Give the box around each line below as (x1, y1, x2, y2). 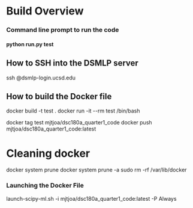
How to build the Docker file (6, 91, 112, 102)
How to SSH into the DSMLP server (6, 58, 139, 69)
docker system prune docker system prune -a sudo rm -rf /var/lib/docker (6, 167, 187, 174)
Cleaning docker (6, 146, 91, 160)
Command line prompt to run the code (6, 26, 119, 34)
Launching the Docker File (6, 182, 84, 190)
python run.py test (6, 40, 54, 47)
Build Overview (6, 4, 84, 18)
